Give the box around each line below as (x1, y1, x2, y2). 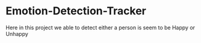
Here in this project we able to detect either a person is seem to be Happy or (5, 24, 196, 31)
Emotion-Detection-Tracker (5, 4, 147, 18)
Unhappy (5, 30, 28, 37)
